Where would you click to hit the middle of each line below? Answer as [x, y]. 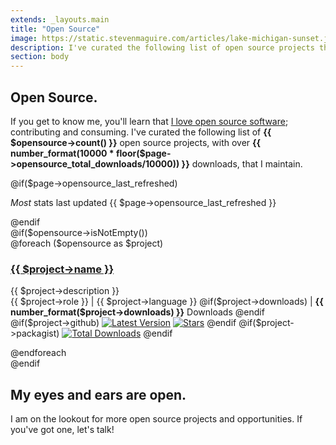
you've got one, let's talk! [62, 430]
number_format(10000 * [62, 153]
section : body [40, 57]
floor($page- [143, 153]
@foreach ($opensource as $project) [87, 243]
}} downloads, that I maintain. [242, 163]
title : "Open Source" [55, 29]
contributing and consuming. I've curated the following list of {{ [141, 132]
